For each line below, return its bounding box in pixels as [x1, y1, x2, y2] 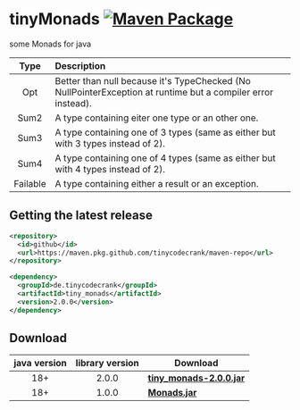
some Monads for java [9, 38, 92, 49]
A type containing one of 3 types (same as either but [54, 126, 276, 138]
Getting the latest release [9, 208, 154, 223]
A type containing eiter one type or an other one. [54, 112, 259, 124]
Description [54, 59, 106, 71]
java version [13, 357, 67, 370]
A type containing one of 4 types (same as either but [54, 152, 276, 164]
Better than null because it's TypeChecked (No [54, 74, 252, 87]
